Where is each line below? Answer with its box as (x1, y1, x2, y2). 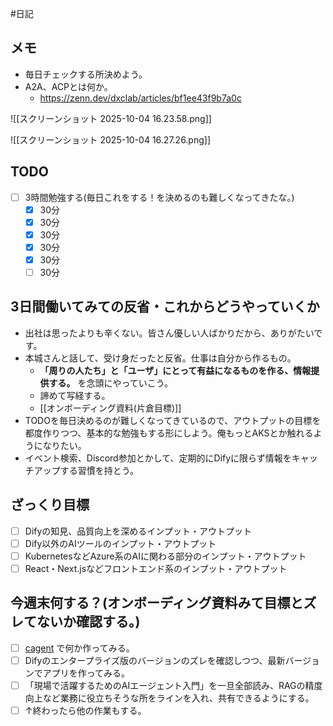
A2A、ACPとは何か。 (24, 80, 113, 92)
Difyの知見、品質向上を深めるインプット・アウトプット (24, 525, 252, 537)
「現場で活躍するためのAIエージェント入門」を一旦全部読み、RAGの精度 (24, 679, 323, 691)
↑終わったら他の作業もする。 (24, 704, 147, 716)
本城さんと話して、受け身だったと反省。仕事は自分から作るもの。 (24, 352, 297, 364)
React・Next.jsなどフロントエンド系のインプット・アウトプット (24, 562, 288, 574)
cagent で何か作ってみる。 (24, 642, 135, 654)
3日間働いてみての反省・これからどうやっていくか (10, 298, 320, 316)
